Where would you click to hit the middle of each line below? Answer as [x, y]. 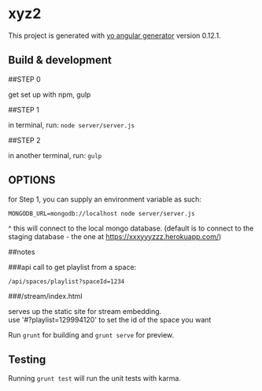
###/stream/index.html [45, 296]
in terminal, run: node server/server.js [72, 125]
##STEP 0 [24, 79]
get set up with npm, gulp [50, 94]
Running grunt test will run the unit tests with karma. [94, 378]
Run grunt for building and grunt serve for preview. [91, 334]
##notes [22, 252]
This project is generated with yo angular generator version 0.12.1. [115, 35]
